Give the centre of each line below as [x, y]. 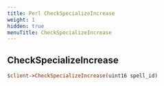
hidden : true [26, 26]
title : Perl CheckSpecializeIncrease [61, 13]
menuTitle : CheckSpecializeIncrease [59, 32]
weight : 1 [21, 20]
